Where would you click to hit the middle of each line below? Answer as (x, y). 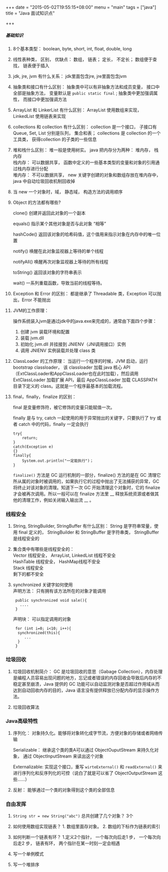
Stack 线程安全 (28, 568)
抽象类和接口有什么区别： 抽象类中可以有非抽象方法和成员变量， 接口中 (86, 86)
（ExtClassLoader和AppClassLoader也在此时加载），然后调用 (76, 373)
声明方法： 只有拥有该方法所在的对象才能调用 (59, 591)
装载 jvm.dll (32, 338)
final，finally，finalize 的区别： (45, 396)
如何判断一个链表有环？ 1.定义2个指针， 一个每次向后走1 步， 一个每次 (84, 837)
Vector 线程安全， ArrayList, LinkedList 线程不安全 (64, 555)
